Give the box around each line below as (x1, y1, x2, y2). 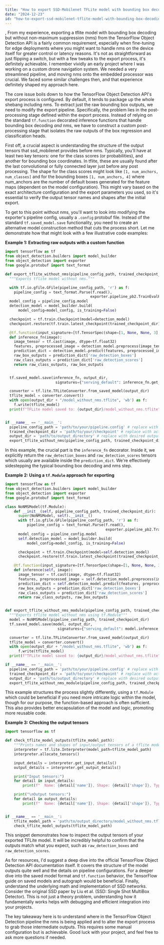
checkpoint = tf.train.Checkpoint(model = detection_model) (9, 317, 130, 322)
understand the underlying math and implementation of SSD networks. (5, 883, 147, 889)
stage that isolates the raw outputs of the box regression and (28, 128, 151, 134)
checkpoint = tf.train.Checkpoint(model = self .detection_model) (18, 550, 150, 555)
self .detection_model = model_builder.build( (18, 536, 112, 541)
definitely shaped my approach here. (5, 82, 79, 88)
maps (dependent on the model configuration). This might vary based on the (5, 184, 159, 190)
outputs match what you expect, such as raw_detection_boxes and (5, 843, 138, 848)
